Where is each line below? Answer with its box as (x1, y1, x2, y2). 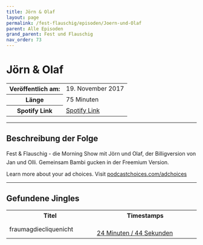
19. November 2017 (66, 84, 124, 93)
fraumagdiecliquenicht (9, 224, 74, 233)
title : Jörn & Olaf (6, 8, 56, 15)
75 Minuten (66, 95, 99, 103)
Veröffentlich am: (9, 84, 60, 93)
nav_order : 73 (6, 37, 42, 43)
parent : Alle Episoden (6, 25, 63, 32)
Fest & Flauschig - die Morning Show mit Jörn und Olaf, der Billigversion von (6, 150, 196, 157)
